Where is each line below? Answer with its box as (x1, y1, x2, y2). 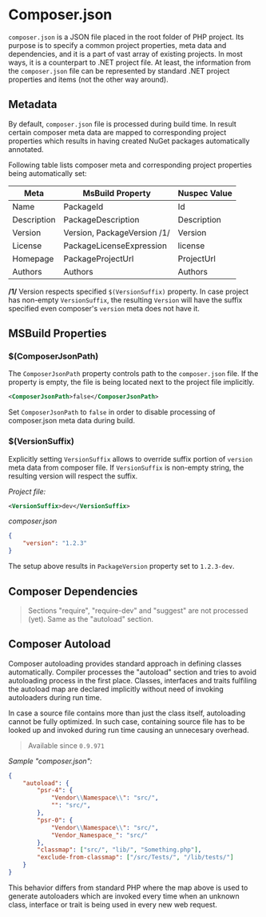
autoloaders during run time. (8, 692, 102, 702)
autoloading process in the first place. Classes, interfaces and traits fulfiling (8, 675, 257, 685)
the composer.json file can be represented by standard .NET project (8, 66, 230, 75)
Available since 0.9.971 (27, 740, 105, 750)
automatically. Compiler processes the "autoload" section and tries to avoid (8, 667, 257, 677)
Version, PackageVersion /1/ (63, 226, 170, 238)
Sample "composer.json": (8, 756, 93, 766)
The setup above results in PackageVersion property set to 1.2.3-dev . (8, 562, 235, 571)
